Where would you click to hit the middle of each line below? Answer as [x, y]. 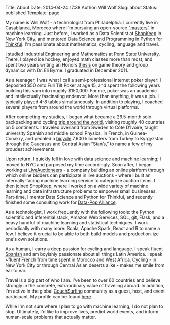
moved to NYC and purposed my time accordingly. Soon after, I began [78, 164]
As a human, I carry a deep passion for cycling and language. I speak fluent [84, 249]
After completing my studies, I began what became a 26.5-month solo [78, 117]
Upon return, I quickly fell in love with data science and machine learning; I [83, 159]
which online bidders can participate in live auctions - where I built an [78, 175]
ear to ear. [16, 270]
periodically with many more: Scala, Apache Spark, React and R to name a [83, 228]
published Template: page [32, 13]
